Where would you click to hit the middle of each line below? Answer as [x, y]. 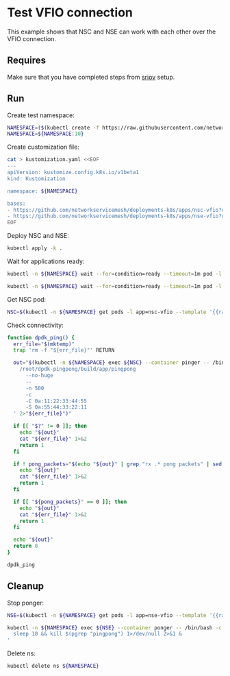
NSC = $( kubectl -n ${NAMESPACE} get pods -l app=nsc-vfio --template [107, 312]
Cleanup [26, 587]
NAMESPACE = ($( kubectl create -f [53, 128]
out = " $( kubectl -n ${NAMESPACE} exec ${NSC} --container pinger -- [112, 363]
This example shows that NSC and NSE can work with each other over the [112, 32]
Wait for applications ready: [46, 261]
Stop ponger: [26, 603]
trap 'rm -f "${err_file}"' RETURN [64, 350]
